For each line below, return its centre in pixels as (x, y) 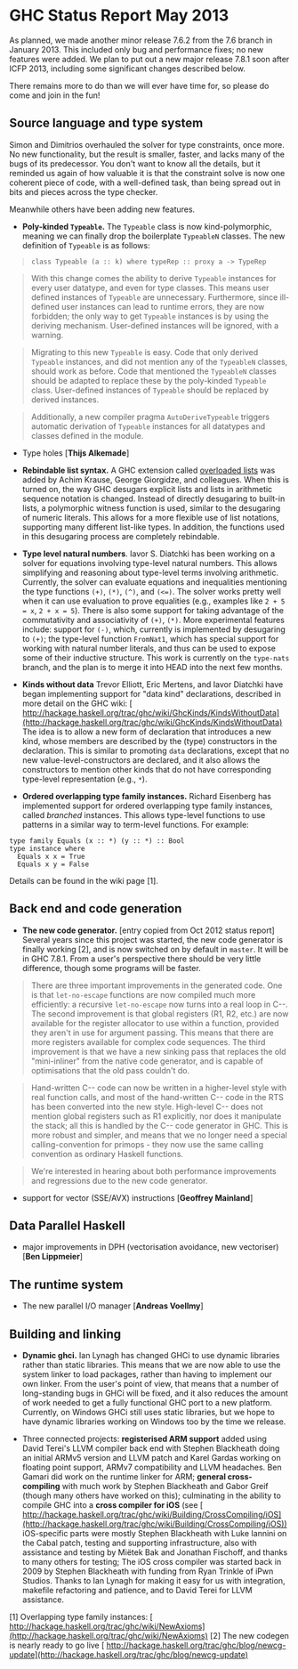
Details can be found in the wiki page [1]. (84, 880)
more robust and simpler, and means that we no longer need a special (159, 1135)
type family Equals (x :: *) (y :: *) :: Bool (97, 841)
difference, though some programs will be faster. (112, 968)
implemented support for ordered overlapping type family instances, (147, 806)
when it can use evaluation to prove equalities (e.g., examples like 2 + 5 (153, 601)
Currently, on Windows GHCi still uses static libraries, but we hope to (149, 1412)
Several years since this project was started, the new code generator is (152, 939)
